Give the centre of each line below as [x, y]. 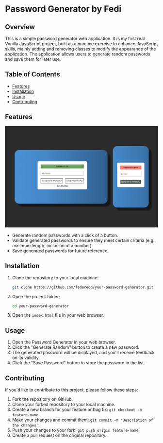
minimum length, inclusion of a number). [52, 245]
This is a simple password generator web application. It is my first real [75, 38]
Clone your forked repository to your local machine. [64, 404]
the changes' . [26, 425]
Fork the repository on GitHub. [42, 399]
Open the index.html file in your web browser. [58, 315]
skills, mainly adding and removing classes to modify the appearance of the [81, 49]
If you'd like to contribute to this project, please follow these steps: [72, 390]
